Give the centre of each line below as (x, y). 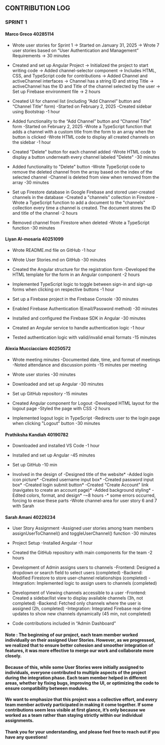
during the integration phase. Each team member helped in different (76, 678)
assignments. (19, 721)
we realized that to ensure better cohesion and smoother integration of (79, 645)
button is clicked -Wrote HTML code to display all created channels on (83, 137)
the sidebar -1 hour (32, 142)
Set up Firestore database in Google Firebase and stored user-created (83, 192)
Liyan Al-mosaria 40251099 (34, 239)
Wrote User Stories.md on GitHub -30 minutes (59, 260)
